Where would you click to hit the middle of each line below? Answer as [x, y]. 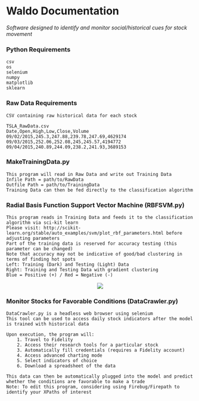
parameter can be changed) [40, 249]
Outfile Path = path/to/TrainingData [53, 185]
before [174, 233]
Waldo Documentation [63, 11]
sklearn [16, 88]
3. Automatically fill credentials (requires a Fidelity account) [101, 350]
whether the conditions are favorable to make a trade [76, 382]
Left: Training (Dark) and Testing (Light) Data [68, 265]
